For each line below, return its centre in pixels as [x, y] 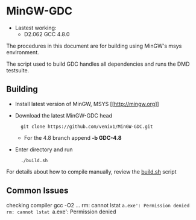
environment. [23, 52]
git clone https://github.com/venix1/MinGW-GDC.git [87, 127]
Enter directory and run [44, 149]
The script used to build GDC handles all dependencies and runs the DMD [98, 64]
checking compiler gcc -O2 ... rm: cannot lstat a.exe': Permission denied [98, 205]
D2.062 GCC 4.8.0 [47, 34]
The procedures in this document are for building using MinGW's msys [94, 46]
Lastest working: [36, 28]
